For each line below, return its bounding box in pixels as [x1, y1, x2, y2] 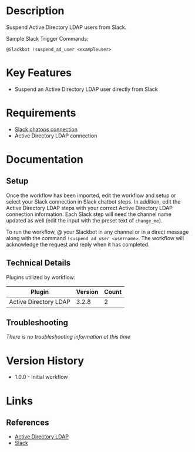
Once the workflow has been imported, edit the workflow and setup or [6, 192, 176, 199]
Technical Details [6, 258, 71, 268]
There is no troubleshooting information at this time [6, 333, 131, 340]
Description [6, 4, 65, 18]
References [6, 417, 49, 427]
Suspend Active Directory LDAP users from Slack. [6, 24, 127, 31]
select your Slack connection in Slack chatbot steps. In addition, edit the [6, 198, 181, 205]
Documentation [6, 153, 84, 166]
